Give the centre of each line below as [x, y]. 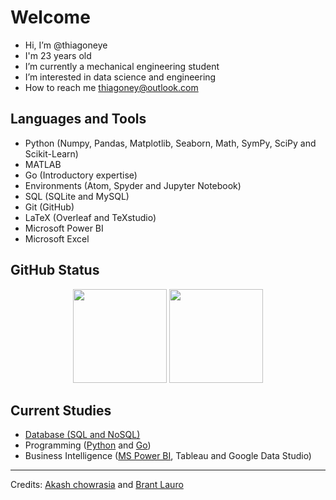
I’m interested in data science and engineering [120, 77]
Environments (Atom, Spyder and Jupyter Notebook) [133, 185]
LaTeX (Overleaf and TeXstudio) [90, 217]
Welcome [50, 17]
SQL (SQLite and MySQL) [77, 196]
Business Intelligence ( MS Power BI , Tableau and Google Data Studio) [168, 456]
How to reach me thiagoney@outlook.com [111, 87]
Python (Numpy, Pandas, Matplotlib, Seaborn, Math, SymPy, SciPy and [170, 143]
